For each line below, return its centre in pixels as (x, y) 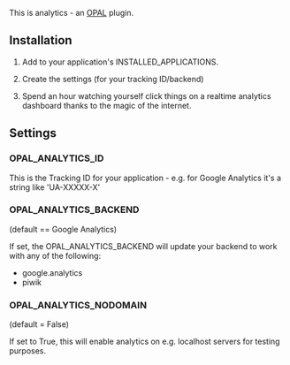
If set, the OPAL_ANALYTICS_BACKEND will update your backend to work (143, 246)
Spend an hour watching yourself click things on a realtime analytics (146, 95)
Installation (41, 40)
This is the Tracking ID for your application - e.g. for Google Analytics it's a (145, 178)
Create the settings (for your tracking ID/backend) (113, 79)
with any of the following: (55, 255)
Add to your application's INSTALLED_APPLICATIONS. (120, 62)
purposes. (28, 351)
